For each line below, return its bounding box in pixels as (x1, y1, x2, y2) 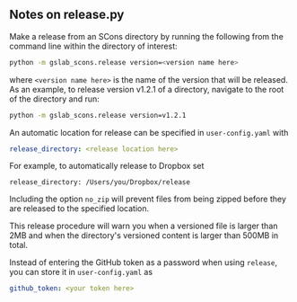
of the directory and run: (9, 93, 100, 104)
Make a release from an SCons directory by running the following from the (9, 31, 284, 41)
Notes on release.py (9, 7, 125, 22)
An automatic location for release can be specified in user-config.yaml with (9, 127, 289, 138)
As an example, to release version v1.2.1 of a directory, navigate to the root (9, 84, 284, 94)
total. (9, 240, 29, 251)
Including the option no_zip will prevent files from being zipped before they (9, 193, 287, 205)
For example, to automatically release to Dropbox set (9, 161, 205, 172)
